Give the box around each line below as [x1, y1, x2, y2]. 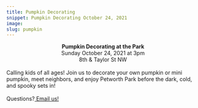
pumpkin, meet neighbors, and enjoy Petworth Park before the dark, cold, [6, 75, 192, 83]
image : [6, 20, 23, 26]
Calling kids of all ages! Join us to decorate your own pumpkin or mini [6, 69, 183, 77]
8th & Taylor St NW [78, 56, 128, 63]
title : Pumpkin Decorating [6, 9, 75, 15]
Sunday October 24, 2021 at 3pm [61, 50, 145, 57]
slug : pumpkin [6, 26, 43, 33]
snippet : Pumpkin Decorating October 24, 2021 [6, 15, 128, 21]
